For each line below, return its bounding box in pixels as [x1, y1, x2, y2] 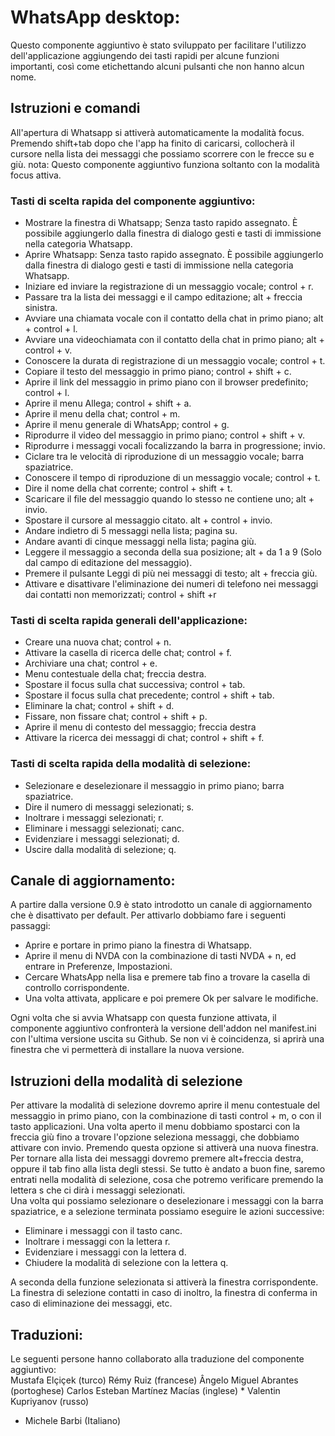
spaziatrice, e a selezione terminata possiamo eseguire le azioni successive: [10, 1206, 325, 1218]
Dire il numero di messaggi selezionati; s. [24, 801, 195, 813]
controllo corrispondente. [24, 982, 130, 994]
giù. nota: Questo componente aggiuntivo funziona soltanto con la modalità [10, 158, 320, 170]
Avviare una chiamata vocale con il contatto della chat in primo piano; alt [24, 312, 324, 325]
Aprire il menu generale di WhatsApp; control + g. [24, 419, 230, 431]
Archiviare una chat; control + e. [24, 657, 158, 670]
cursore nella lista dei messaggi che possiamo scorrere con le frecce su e [10, 147, 315, 160]
